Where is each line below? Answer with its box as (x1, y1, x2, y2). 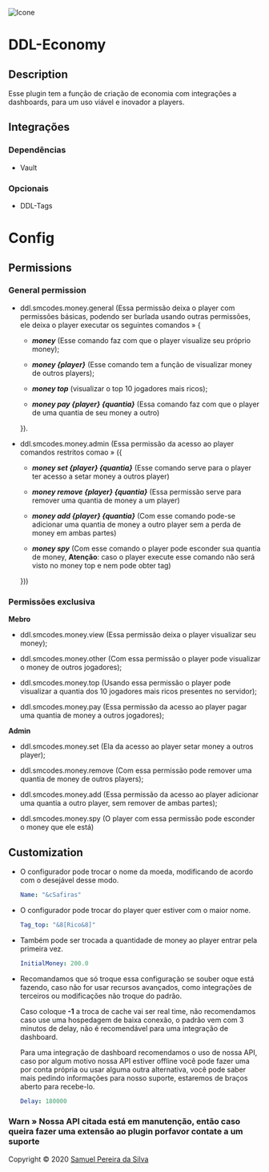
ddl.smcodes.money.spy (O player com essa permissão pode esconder (19, 814, 255, 823)
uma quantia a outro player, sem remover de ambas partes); (19, 798, 218, 808)
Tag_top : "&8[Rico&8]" (19, 920, 96, 929)
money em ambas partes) (31, 527, 117, 537)
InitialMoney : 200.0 (19, 959, 89, 968)
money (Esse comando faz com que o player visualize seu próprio (31, 335, 251, 345)
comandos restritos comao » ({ (19, 447, 122, 457)
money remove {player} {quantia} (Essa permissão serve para (31, 487, 242, 496)
